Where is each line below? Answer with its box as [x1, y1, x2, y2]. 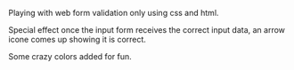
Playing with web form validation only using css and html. [8, 8, 219, 18]
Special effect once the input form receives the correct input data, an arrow [8, 25, 286, 35]
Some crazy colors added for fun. [8, 51, 132, 61]
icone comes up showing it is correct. [8, 35, 146, 44]
